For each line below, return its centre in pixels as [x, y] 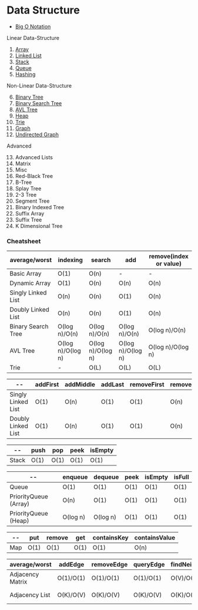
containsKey [110, 538]
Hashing [25, 74]
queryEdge [149, 565]
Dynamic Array [30, 283]
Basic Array [26, 274]
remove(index [169, 256]
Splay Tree [28, 188]
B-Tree [23, 182]
